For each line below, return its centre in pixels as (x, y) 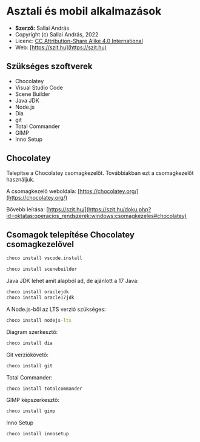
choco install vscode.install (45, 258)
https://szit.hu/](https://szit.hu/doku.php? (100, 209)
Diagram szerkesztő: (32, 331)
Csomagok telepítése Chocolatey (71, 235)
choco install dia (29, 343)
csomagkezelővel (40, 244)
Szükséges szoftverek (49, 66)
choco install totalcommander (45, 389)
